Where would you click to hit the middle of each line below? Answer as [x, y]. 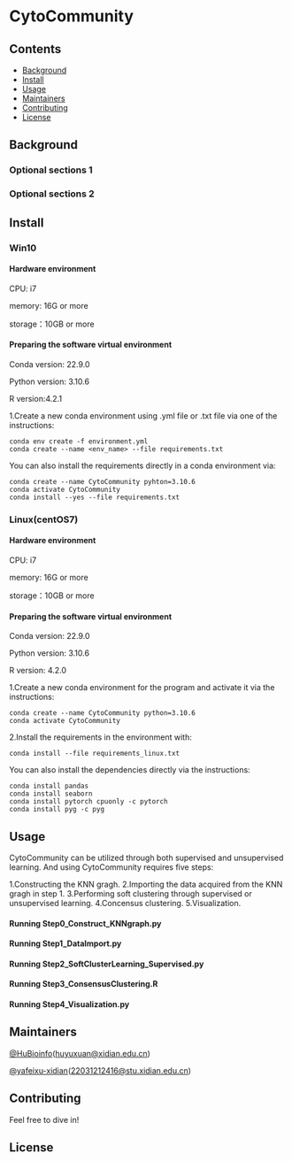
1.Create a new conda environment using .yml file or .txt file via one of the [143, 415]
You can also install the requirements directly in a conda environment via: [142, 465]
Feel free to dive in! [44, 1119]
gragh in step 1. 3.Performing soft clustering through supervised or [131, 894]
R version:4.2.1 [36, 398]
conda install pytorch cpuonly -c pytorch [88, 802]
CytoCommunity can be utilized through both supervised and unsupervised [146, 858]
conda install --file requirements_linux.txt [94, 754]
